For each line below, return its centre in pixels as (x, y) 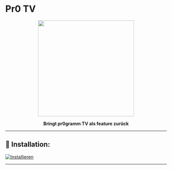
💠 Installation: (28, 145)
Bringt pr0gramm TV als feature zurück (86, 123)
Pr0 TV (20, 9)
